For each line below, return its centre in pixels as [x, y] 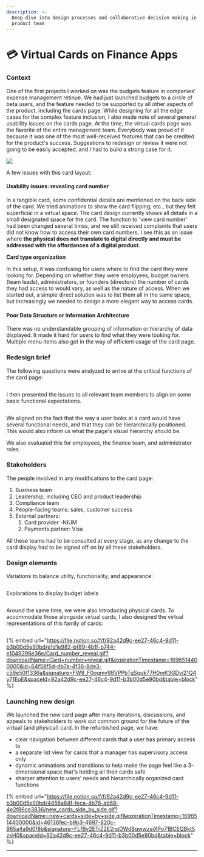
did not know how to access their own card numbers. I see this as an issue [100, 233]
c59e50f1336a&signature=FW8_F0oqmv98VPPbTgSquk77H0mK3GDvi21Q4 [101, 673]
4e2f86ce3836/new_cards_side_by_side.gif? [62, 809]
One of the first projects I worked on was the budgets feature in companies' [101, 91]
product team [28, 23]
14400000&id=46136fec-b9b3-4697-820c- [61, 822]
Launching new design [40, 702]
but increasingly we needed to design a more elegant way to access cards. [100, 302]
